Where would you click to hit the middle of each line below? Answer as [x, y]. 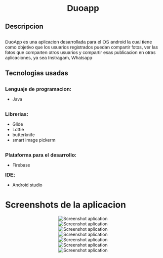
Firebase [21, 165]
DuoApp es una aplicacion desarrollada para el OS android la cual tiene [79, 42]
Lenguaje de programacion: [38, 89]
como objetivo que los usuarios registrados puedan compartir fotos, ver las [81, 47]
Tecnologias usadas [37, 73]
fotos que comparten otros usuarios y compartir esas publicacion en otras [80, 52]
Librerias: [17, 114]
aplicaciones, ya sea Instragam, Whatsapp [49, 57]
